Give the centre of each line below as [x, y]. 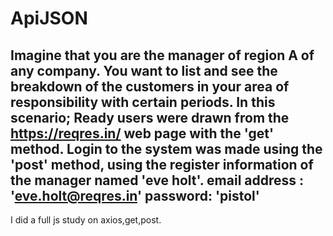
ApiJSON [49, 18]
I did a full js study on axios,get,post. [86, 220]
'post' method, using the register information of [162, 164]
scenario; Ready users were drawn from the [150, 117]
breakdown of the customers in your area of [150, 86]
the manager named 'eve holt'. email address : [157, 180]
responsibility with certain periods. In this [143, 102]
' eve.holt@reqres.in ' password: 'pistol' [135, 195]
